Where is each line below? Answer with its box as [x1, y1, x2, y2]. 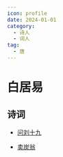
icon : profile [7, 10, 48, 17]
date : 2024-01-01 [7, 16, 57, 23]
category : [7, 23, 36, 29]
